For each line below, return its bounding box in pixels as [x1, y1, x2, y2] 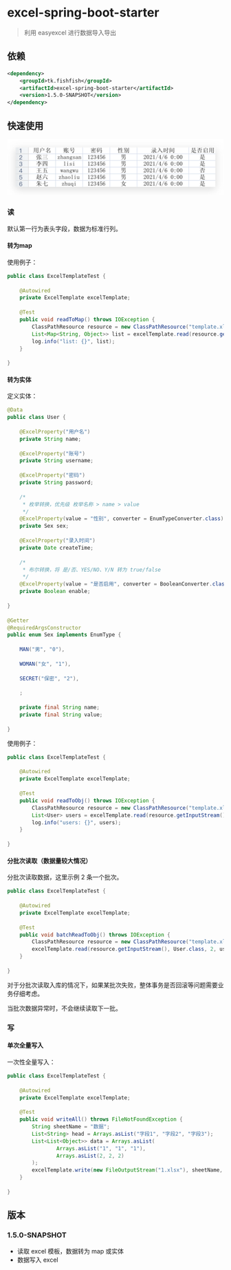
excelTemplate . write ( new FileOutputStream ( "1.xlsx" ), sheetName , [32, 1167, 223, 1174]
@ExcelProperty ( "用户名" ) [19, 428, 91, 435]
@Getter [7, 617, 30, 624]
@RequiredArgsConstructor [7, 624, 81, 631]
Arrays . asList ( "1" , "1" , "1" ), [56, 1145, 146, 1152]
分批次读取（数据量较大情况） [7, 857, 91, 865]
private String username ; [19, 458, 94, 464]
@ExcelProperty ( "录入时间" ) [19, 537, 96, 544]
